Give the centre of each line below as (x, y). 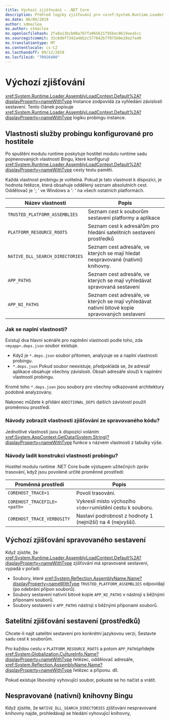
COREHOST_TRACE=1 (29, 493)
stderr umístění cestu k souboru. (115, 508)
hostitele (19, 142)
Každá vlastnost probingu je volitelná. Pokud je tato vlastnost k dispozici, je (83, 180)
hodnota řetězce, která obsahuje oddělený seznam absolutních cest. (77, 185)
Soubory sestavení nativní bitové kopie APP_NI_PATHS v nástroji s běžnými (89, 594)
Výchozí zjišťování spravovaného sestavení (75, 540)
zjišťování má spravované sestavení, (111, 563)
